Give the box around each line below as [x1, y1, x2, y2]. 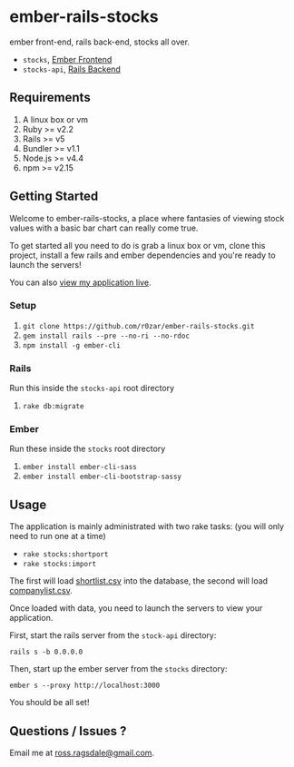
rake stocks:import [22, 560, 97, 569]
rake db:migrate [22, 402, 84, 411]
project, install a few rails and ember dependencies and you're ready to [9, 250, 276, 261]
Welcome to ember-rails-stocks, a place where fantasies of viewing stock [9, 212, 285, 223]
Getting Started [9, 189, 99, 204]
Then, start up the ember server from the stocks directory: [9, 664, 228, 674]
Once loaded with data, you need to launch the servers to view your [9, 603, 263, 614]
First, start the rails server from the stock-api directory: [9, 630, 217, 641]
